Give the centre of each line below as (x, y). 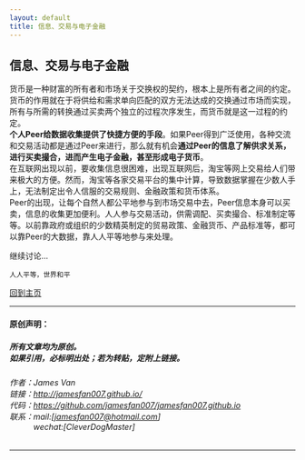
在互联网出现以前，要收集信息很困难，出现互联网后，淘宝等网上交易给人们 (148, 168)
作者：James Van (43, 382)
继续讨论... (29, 256)
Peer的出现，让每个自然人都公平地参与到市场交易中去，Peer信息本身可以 (146, 203)
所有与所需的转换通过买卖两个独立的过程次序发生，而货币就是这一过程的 (144, 112)
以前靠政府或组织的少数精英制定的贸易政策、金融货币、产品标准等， (152, 225)
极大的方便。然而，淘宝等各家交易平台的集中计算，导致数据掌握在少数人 (152, 180)
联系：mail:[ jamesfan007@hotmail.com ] (85, 416)
